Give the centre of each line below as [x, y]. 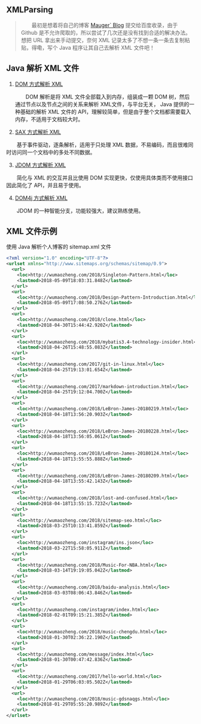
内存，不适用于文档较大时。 [49, 119]
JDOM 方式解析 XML [40, 165]
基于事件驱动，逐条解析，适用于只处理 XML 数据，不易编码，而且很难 [103, 145]
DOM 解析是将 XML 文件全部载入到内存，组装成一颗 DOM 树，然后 [108, 97]
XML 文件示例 [32, 231]
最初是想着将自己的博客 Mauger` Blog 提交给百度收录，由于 [105, 25]
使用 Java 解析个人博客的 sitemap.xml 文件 [59, 247]
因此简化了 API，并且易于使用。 [45, 185]
